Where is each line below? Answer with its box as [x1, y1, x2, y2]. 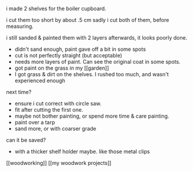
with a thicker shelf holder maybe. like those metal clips [14, 148, 151, 155]
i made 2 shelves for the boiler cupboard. [6, 5, 106, 12]
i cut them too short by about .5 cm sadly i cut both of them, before [6, 17, 169, 23]
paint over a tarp [14, 119, 55, 126]
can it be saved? [6, 137, 46, 144]
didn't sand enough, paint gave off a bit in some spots [14, 46, 146, 53]
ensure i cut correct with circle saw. [14, 100, 102, 107]
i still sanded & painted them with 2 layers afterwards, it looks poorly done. [6, 34, 188, 41]
